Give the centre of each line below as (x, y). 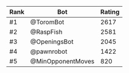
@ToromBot (47, 22)
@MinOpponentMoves (62, 61)
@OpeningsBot (52, 42)
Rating (110, 12)
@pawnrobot (49, 52)
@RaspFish (46, 32)
